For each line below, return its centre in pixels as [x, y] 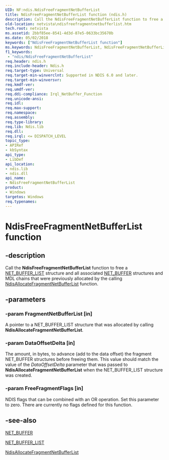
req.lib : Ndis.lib [24, 127]
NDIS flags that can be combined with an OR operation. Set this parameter [82, 399]
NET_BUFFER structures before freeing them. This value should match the [82, 359]
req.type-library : [24, 122]
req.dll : [14, 131]
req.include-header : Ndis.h [35, 66]
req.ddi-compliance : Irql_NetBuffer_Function [54, 94]
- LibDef [14, 159]
